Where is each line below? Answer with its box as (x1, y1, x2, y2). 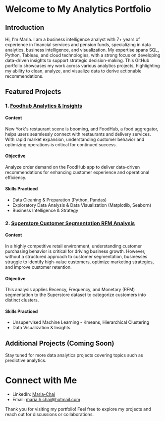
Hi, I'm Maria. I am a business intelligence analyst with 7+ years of (5, 36, 140, 42)
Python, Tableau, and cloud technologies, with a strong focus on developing (5, 52, 161, 58)
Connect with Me (5, 375, 77, 386)
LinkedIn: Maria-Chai (12, 391, 55, 397)
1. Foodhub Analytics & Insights (5, 103, 83, 110)
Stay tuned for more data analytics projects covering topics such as (5, 352, 143, 358)
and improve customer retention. (5, 264, 72, 270)
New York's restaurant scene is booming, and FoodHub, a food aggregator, (5, 125, 159, 132)
